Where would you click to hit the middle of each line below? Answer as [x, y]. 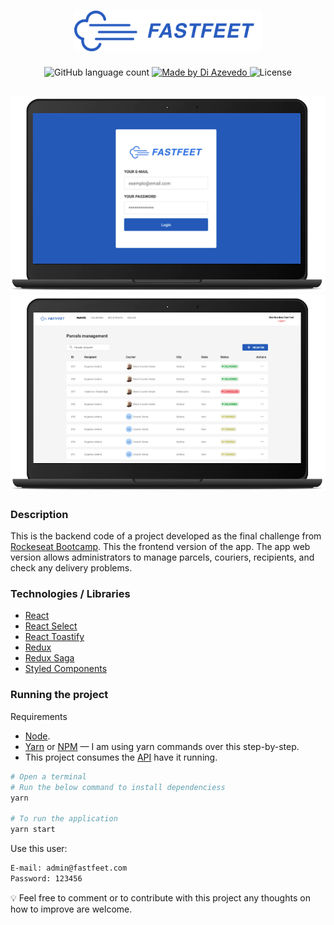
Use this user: [39, 848]
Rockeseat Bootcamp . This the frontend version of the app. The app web [160, 547]
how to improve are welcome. [71, 909]
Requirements [39, 716]
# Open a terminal [48, 776]
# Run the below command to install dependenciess [118, 787]
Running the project [59, 695]
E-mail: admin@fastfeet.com [69, 868]
